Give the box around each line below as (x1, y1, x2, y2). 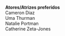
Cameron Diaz (5, 10, 35, 16)
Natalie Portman (5, 20, 39, 26)
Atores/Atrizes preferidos (5, 5, 60, 10)
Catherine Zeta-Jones (5, 26, 51, 32)
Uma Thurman (5, 15, 35, 21)
